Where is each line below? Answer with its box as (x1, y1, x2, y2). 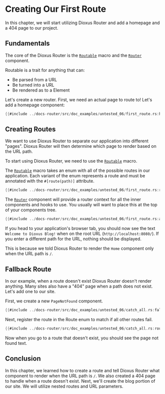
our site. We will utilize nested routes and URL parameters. (5, 383, 124, 389)
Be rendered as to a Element (12, 87, 70, 93)
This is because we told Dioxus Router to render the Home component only (5, 245, 154, 252)
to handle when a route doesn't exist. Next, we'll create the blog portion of (5, 378, 156, 384)
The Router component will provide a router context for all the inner (5, 197, 141, 202)
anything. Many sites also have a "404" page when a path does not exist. (5, 283, 153, 289)
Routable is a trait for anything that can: (5, 67, 85, 73)
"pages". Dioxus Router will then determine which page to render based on (5, 143, 157, 149)
